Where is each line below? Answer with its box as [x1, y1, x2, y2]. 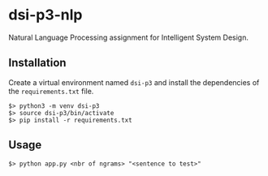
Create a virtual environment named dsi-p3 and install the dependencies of [8, 77, 260, 87]
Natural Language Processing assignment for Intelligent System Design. [8, 32, 249, 42]
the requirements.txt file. [8, 86, 94, 96]
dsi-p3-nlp [8, 6, 83, 24]
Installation [8, 56, 67, 70]
